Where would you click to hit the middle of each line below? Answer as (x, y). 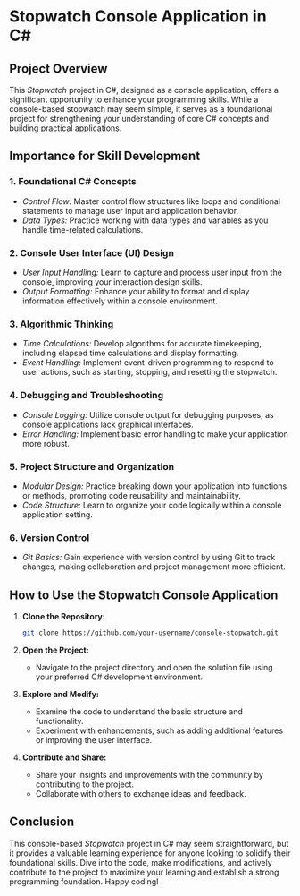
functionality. (59, 721)
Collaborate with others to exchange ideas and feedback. (141, 793)
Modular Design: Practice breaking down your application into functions (154, 486)
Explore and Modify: (61, 694)
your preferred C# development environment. (119, 677)
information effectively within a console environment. (120, 301)
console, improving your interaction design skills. (112, 282)
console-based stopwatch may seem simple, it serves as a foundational (141, 109)
